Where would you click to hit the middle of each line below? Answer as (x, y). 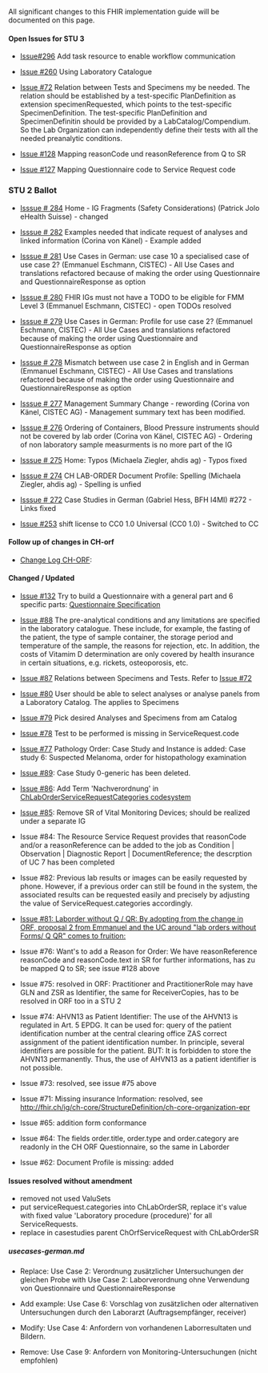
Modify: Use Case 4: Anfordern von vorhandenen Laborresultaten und (136, 1328)
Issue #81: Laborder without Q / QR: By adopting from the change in (132, 918)
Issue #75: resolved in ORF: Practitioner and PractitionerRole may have (136, 984)
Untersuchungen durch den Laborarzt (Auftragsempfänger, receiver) (133, 1312)
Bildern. (33, 1337)
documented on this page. (52, 20)
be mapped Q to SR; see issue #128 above (90, 968)
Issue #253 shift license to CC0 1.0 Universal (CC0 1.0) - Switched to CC (139, 524)
